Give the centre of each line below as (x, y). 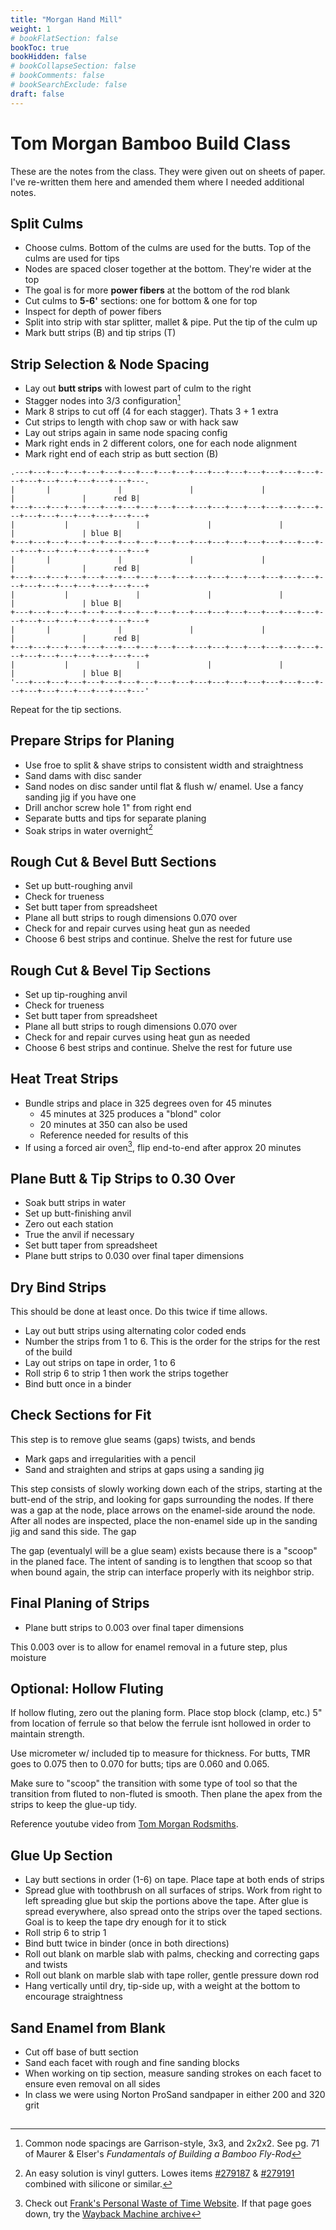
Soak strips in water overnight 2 (88, 829)
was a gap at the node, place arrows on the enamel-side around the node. (163, 1510)
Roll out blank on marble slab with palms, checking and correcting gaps (172, 1954)
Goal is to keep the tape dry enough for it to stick (125, 1922)
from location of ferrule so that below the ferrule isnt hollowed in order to (161, 1723)
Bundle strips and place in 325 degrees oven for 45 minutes (148, 1103)
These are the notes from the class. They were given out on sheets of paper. (168, 171)
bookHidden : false (48, 57)
